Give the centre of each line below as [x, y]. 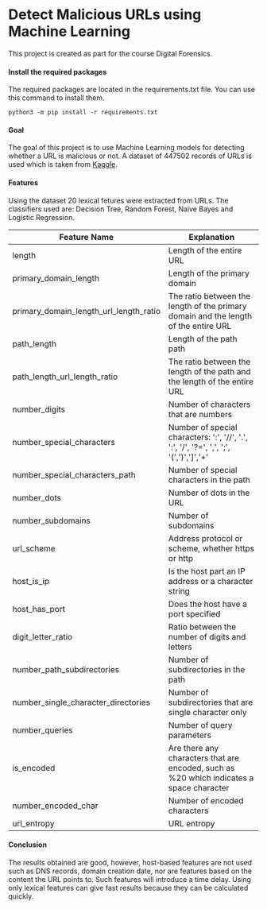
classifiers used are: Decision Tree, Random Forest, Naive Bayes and [121, 209]
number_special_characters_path [74, 474]
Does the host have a [208, 604]
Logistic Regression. [42, 217]
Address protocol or [205, 538]
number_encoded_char [55, 806]
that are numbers [200, 414]
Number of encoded [206, 800]
